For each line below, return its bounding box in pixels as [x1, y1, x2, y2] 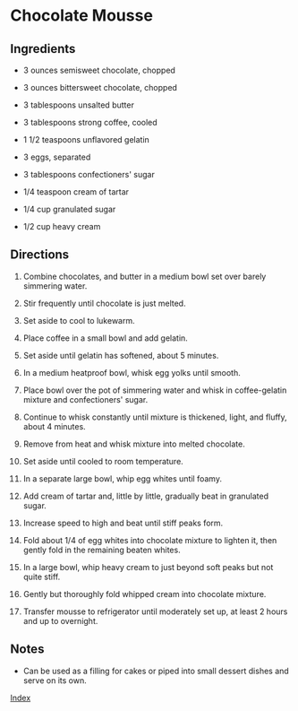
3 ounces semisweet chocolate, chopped [22, 65, 175, 75]
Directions [10, 247, 70, 263]
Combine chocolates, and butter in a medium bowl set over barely [22, 271, 267, 282]
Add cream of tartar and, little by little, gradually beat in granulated [22, 490, 269, 501]
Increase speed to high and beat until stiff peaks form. [22, 517, 224, 528]
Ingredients [10, 41, 76, 56]
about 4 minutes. [22, 421, 86, 431]
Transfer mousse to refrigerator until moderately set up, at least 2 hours [22, 606, 288, 617]
